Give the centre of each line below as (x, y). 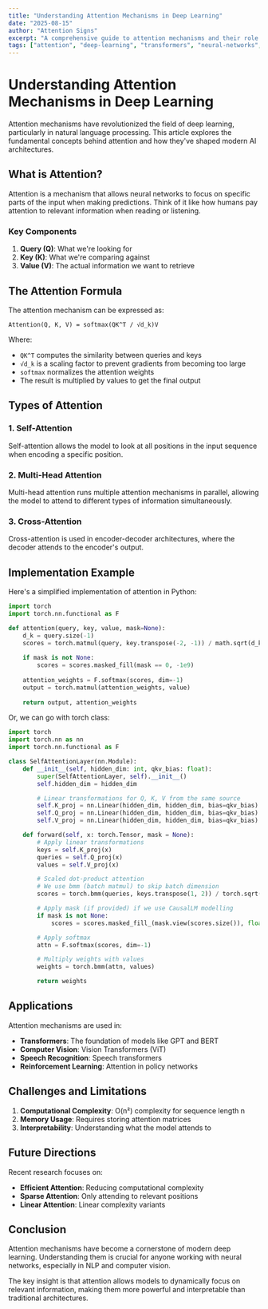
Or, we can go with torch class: (59, 718)
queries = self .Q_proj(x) (80, 857)
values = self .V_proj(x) (78, 865)
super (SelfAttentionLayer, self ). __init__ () (112, 776)
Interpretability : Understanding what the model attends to (115, 1128)
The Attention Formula (65, 291)
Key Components (43, 231)
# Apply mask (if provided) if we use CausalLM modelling (135, 908)
